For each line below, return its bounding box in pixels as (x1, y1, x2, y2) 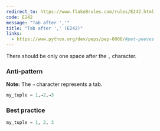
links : (6, 31, 22, 37)
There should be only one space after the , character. (6, 53, 137, 59)
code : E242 (6, 14, 33, 20)
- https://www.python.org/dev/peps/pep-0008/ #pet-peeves (11, 36, 155, 42)
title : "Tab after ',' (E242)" (6, 25, 83, 31)
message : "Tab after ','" (6, 20, 70, 25)
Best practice (6, 106, 45, 114)
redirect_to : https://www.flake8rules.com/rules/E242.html (6, 8, 155, 15)
